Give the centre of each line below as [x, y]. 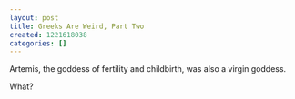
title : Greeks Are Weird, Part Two [77, 26]
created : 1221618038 [49, 35]
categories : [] [38, 43]
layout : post [34, 18]
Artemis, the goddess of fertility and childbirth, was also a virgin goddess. [148, 69]
